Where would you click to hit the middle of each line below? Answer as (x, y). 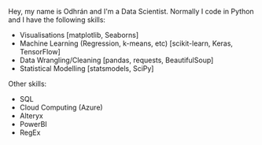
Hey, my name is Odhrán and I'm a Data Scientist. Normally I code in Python (131, 11)
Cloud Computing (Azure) (61, 107)
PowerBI (33, 124)
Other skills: (28, 84)
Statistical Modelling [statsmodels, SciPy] (87, 69)
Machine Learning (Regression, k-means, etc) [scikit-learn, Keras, (126, 43)
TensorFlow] (40, 52)
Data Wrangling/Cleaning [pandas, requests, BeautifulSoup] (116, 60)
